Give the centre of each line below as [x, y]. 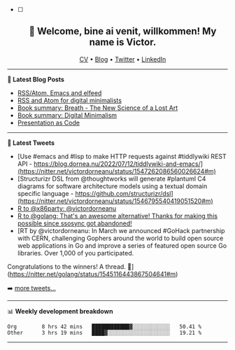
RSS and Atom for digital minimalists [70, 100]
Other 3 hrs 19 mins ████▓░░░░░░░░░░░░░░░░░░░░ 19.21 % [104, 332]
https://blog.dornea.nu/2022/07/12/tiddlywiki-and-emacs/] [119, 164]
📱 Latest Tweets [31, 143]
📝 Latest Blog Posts [36, 79]
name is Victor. [123, 42]
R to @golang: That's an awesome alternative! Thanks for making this [117, 216]
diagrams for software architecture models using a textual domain [112, 186]
